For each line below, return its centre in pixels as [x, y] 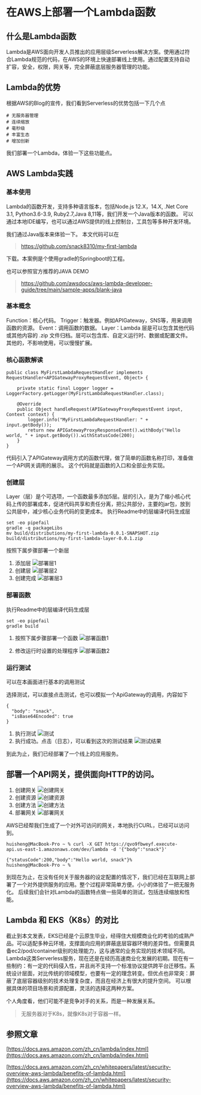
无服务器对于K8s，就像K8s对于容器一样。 [72, 1013]
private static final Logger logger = [65, 388]
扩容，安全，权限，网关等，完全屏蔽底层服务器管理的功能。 [80, 67]
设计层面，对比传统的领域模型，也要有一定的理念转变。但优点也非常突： [100, 973]
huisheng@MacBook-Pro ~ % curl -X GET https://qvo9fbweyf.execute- [92, 844]
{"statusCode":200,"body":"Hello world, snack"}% [69, 860]
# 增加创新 [18, 141]
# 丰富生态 [18, 135]
